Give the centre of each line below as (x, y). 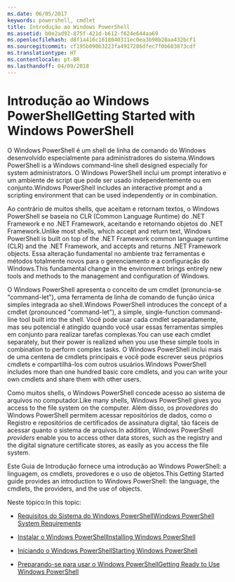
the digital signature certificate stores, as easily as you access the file (108, 445)
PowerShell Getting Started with (101, 116)
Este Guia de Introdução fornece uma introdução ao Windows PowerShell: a (117, 466)
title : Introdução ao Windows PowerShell (69, 27)
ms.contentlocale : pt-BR (43, 60)
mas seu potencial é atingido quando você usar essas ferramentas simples (115, 327)
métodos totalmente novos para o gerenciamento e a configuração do (108, 261)
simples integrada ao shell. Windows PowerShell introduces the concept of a (117, 304)
